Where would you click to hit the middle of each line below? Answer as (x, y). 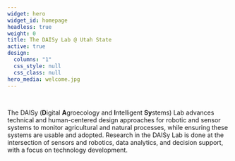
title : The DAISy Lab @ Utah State (60, 40)
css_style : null (37, 66)
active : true (26, 46)
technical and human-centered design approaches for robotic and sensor (114, 120)
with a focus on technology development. (68, 150)
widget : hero (26, 14)
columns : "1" (33, 60)
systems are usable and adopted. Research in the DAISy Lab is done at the (116, 135)
